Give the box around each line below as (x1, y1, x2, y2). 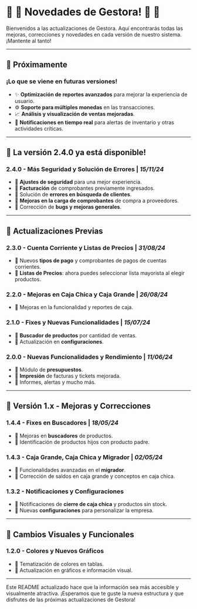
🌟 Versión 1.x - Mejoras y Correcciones (6, 401, 151, 411)
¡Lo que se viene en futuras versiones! (6, 78, 118, 86)
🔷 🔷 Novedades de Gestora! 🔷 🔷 (6, 5, 160, 19)
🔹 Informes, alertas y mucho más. (14, 379, 96, 386)
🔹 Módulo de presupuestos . (14, 366, 83, 373)
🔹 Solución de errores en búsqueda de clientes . (14, 191, 132, 198)
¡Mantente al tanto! (6, 37, 52, 44)
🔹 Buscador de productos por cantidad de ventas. (14, 332, 137, 339)
